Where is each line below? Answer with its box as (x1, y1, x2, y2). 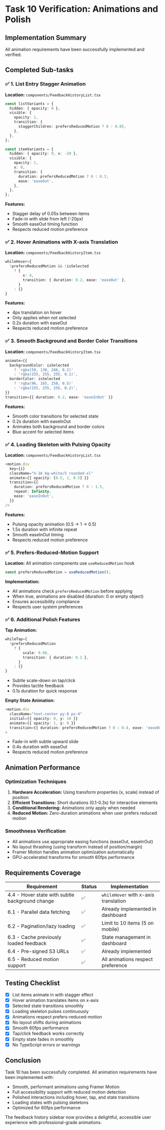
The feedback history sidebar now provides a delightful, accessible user (5, 1114, 151, 1120)
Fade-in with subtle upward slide (12, 739, 79, 744)
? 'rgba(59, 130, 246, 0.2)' (14, 367, 74, 372)
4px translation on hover (12, 309, 62, 315)
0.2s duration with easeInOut (12, 418, 71, 424)
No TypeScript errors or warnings (12, 1042, 81, 1047)
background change (7, 898, 54, 905)
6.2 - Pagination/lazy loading (7, 923, 75, 930)
